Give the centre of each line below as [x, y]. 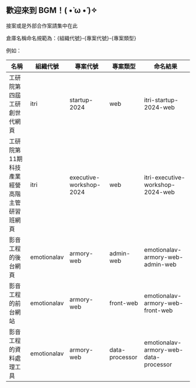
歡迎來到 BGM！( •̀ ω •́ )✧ [52, 11]
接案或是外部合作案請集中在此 [42, 26]
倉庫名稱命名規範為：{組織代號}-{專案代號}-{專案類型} [71, 38]
